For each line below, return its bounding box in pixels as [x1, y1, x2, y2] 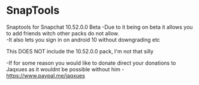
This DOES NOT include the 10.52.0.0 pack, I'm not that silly [6, 47, 154, 54]
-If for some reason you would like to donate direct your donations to [6, 59, 176, 66]
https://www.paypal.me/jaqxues [6, 72, 85, 79]
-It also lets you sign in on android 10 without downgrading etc [6, 36, 161, 43]
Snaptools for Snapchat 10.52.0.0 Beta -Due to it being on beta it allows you [6, 23, 193, 31]
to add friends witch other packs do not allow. [6, 29, 120, 37]
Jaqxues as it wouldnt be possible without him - [6, 65, 125, 72]
